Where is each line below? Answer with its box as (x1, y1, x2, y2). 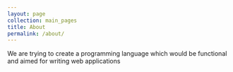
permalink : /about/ (7, 30, 65, 37)
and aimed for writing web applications (7, 57, 121, 66)
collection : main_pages (7, 17, 78, 24)
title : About (7, 23, 46, 30)
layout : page (7, 10, 46, 18)
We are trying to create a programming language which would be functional (7, 49, 227, 58)
